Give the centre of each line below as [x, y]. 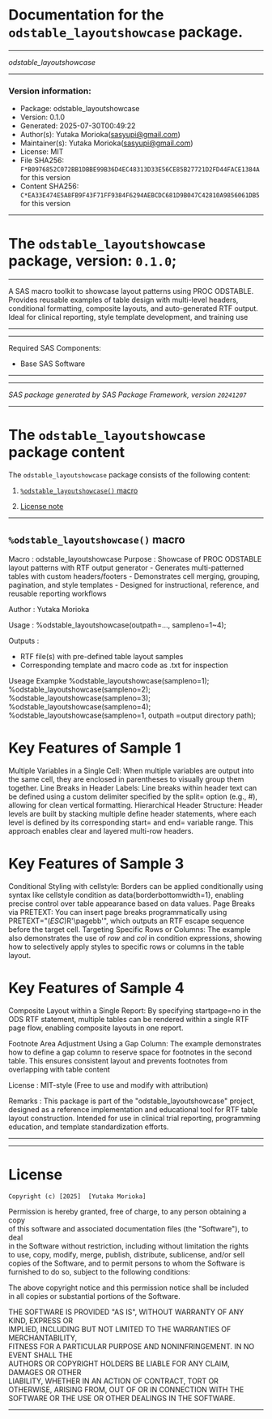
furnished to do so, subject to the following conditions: [99, 1271]
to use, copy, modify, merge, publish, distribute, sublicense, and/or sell [127, 1254]
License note [42, 507]
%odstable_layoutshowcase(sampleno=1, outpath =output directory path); [132, 715]
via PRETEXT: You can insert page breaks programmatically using [118, 912]
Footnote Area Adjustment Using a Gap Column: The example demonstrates [135, 1043]
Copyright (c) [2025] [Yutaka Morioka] [78, 1196]
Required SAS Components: [55, 348]
